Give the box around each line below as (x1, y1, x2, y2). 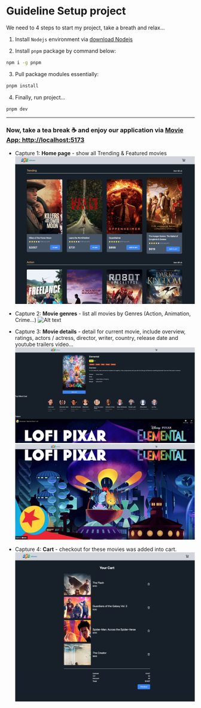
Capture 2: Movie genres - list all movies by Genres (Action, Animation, (14, 310, 191, 317)
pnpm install (6, 83, 39, 89)
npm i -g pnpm (6, 59, 42, 65)
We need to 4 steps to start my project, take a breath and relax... (6, 24, 165, 31)
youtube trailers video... (14, 341, 74, 348)
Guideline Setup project (6, 4, 126, 18)
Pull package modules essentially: (14, 70, 99, 77)
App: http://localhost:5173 (6, 136, 85, 144)
